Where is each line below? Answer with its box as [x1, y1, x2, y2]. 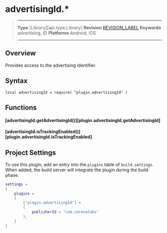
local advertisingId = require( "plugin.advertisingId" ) [5, 90, 128, 95]
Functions [5, 103, 37, 112]
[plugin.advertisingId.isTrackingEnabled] [5, 134, 92, 140]
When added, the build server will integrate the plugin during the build [5, 167, 149, 173]
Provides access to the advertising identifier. [5, 62, 96, 68]
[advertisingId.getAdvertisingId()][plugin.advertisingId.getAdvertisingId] [5, 117, 161, 123]
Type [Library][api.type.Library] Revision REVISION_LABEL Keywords [17, 24, 162, 30]
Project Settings [5, 148, 56, 157]
